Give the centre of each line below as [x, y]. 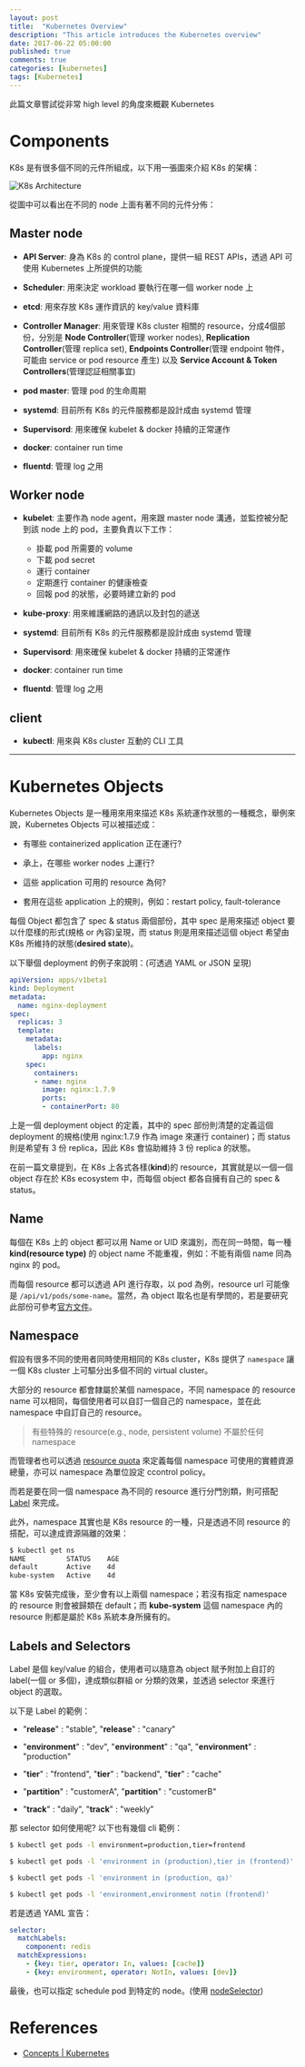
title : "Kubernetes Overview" [69, 26]
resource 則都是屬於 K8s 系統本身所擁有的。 [92, 1617]
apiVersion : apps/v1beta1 [58, 980]
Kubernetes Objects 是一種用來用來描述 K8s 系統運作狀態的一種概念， [141, 813]
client [26, 718]
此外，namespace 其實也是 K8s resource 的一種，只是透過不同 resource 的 [150, 1521]
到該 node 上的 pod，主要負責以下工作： [98, 529]
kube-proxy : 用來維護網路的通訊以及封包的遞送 [111, 613]
